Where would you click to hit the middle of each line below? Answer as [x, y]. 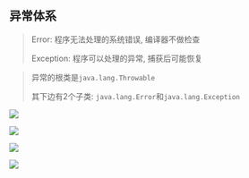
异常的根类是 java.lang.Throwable [93, 77]
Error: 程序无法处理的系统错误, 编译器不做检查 [116, 39]
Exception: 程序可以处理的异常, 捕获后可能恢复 [117, 58]
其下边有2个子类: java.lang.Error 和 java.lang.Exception [135, 96]
